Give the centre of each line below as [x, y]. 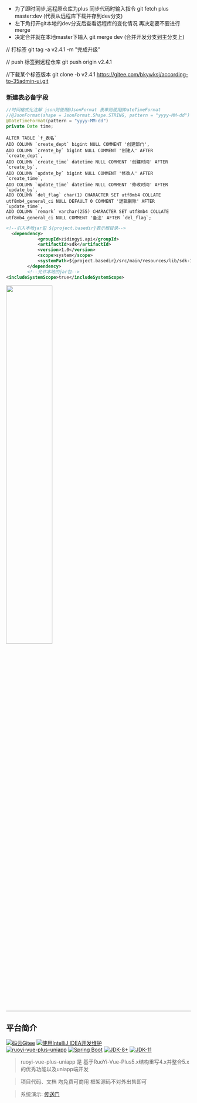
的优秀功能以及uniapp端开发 [55, 1069]
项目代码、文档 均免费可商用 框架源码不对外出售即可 [84, 1082]
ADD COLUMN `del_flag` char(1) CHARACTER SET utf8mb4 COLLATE [84, 195]
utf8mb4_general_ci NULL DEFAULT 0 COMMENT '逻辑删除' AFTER [81, 201]
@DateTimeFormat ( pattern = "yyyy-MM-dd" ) [57, 121]
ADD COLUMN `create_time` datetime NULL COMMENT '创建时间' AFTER [87, 162]
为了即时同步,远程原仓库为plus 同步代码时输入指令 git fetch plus [91, 9]
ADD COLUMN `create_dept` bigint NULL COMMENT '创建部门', [78, 144]
